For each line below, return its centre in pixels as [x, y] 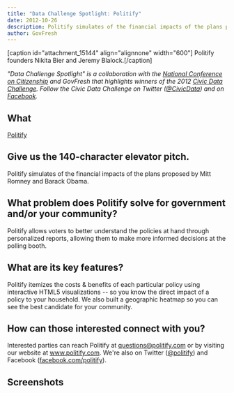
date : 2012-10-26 [32, 20]
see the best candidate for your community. [70, 306]
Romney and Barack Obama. [48, 181]
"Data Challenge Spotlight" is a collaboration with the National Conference [115, 74]
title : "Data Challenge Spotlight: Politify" [74, 14]
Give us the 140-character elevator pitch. [99, 157]
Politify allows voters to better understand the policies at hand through [108, 230]
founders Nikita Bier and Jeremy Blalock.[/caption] [80, 61]
